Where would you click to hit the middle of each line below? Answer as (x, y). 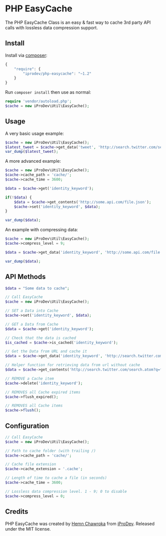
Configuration (27, 426)
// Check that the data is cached (41, 338)
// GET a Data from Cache (32, 324)
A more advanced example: (33, 161)
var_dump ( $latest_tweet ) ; (32, 152)
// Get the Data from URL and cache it (46, 351)
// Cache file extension (31, 465)
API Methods (25, 277)
